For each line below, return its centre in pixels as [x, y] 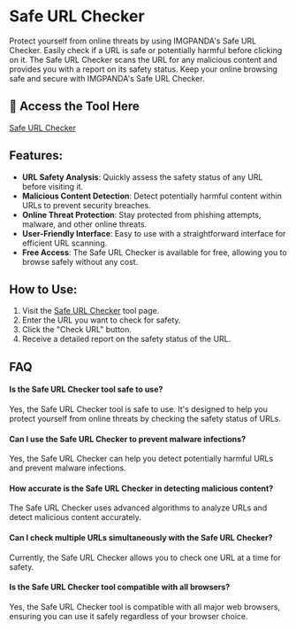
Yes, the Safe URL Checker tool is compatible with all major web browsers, [145, 607]
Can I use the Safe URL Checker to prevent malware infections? [127, 439]
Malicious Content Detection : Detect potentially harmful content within [152, 196]
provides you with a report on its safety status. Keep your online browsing [144, 69]
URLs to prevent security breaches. [87, 205]
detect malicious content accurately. [75, 517]
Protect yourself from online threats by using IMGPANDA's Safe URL [133, 41]
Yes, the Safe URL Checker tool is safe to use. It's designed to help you [138, 408]
